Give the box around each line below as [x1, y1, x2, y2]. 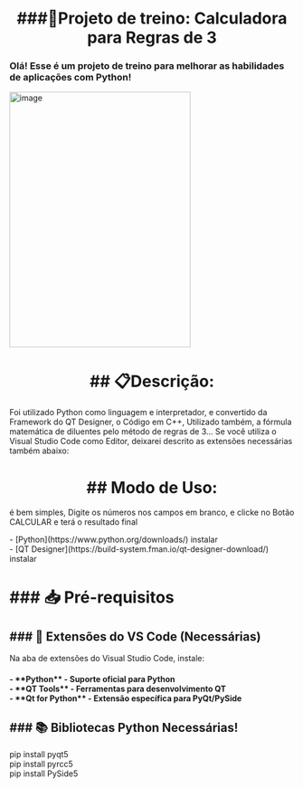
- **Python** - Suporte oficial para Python [9, 673, 175, 684]
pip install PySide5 [9, 768, 79, 779]
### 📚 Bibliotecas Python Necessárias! [9, 720, 239, 736]
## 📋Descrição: [89, 371, 215, 392]
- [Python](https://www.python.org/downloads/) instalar [9, 534, 219, 546]
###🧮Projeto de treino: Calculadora [16, 8, 288, 29]
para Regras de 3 [87, 27, 217, 48]
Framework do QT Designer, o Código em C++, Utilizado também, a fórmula [9, 416, 292, 428]
